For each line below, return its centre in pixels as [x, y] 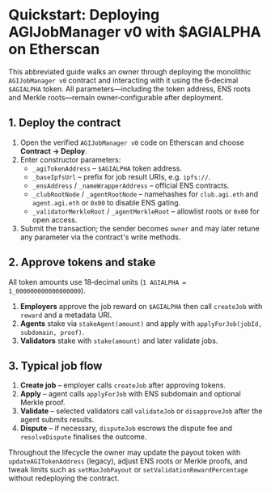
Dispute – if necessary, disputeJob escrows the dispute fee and [126, 428]
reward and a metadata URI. [66, 315]
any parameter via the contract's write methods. [100, 237]
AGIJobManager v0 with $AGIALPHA [135, 32]
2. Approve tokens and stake [82, 262]
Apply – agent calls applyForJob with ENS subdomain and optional [130, 394]
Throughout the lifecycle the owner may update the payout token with [125, 453]
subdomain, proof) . [52, 332]
